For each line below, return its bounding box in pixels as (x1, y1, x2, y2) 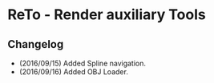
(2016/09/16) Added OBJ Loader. (18, 67, 129, 77)
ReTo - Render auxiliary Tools (7, 6, 206, 24)
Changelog (7, 38, 64, 51)
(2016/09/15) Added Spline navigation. (18, 58, 146, 68)
